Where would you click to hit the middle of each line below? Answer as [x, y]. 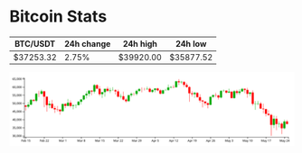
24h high [140, 44]
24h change [88, 44]
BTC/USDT [35, 44]
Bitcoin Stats [58, 17]
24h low [191, 44]
